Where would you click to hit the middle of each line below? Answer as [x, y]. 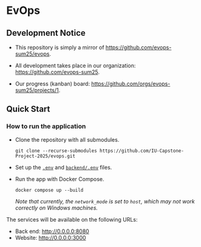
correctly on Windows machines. [56, 208]
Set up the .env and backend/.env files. [63, 167]
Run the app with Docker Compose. [60, 179]
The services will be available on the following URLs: [72, 219]
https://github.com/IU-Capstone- [141, 151]
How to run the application [46, 127]
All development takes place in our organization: [75, 65]
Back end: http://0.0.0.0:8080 [52, 231]
